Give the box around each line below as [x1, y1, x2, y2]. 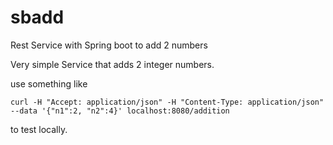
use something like [10, 77, 88, 90]
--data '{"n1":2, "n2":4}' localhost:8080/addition [10, 106, 230, 116]
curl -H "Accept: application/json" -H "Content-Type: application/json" [10, 97, 325, 107]
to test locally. [10, 123, 68, 135]
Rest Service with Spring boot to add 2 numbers [10, 39, 208, 51]
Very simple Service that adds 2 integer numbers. [10, 58, 215, 70]
